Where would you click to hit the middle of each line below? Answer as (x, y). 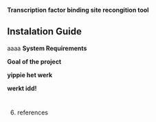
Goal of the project (34, 61)
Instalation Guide (45, 31)
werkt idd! (22, 88)
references (32, 112)
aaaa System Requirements (47, 48)
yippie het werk (30, 74)
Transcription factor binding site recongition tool (78, 10)
